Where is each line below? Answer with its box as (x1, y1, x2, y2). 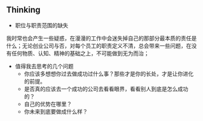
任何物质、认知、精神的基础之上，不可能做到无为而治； (11, 50, 149, 57)
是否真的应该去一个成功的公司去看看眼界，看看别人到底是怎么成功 (24, 85, 188, 93)
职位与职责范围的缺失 (14, 21, 68, 29)
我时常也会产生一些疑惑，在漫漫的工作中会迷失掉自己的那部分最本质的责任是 (6, 34, 197, 42)
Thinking (6, 5, 41, 15)
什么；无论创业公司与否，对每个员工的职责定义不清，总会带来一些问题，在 (6, 42, 192, 49)
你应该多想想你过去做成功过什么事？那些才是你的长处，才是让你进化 (24, 70, 194, 77)
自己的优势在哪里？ (24, 100, 72, 108)
